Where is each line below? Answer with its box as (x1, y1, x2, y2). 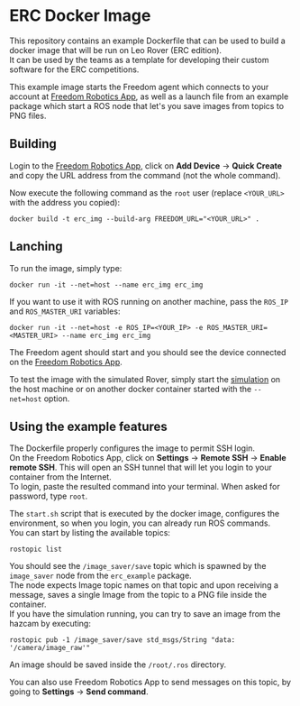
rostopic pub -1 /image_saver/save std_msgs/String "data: (9, 636, 236, 645)
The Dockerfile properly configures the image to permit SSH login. (9, 443, 255, 454)
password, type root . (9, 491, 88, 501)
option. (43, 393, 70, 404)
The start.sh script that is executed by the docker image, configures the (9, 509, 280, 519)
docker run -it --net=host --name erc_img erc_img (9, 280, 204, 289)
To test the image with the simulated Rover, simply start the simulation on (9, 373, 281, 384)
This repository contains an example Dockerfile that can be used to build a (9, 35, 286, 46)
